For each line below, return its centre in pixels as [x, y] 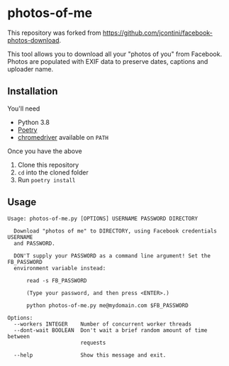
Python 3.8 [33, 122]
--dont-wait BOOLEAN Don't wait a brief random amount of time [111, 330]
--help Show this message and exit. [90, 355]
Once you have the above [45, 151]
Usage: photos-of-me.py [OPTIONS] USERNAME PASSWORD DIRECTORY [103, 218]
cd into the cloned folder [53, 172]
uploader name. [30, 69]
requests [93, 343]
